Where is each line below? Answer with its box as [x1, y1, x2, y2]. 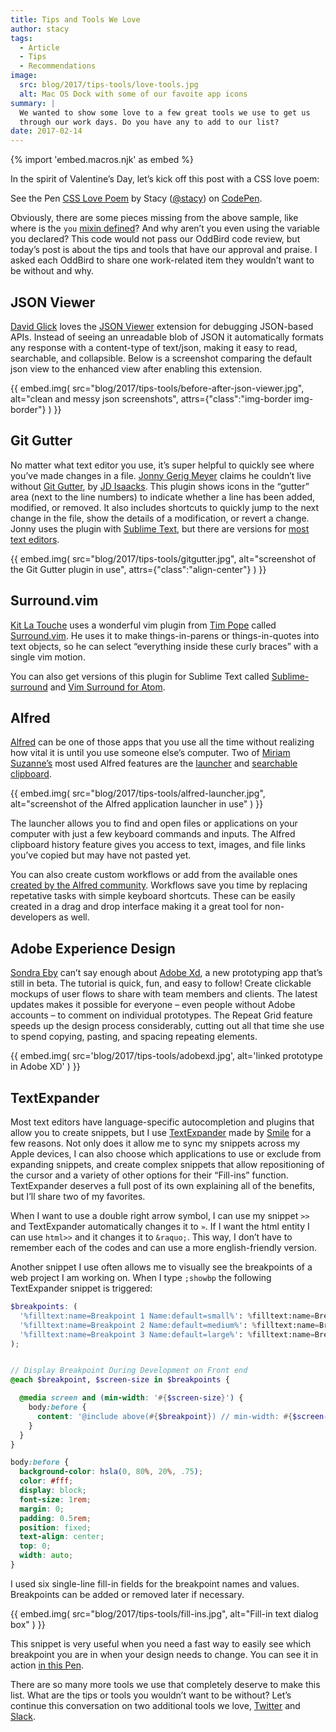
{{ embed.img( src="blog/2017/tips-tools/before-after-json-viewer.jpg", [10, 382, 305, 394]
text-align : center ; [19, 1532, 105, 1542]
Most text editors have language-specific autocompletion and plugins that [10, 1116, 315, 1128]
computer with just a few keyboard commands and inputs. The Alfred [10, 828, 296, 840]
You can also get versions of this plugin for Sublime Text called [10, 670, 270, 682]
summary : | [10, 98, 56, 108]
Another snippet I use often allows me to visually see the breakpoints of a [10, 1261, 313, 1273]
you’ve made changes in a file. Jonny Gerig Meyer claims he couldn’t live [10, 469, 312, 481]
